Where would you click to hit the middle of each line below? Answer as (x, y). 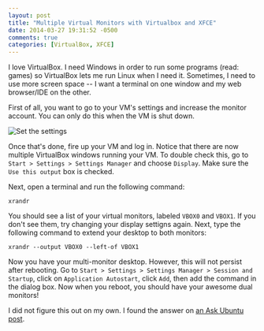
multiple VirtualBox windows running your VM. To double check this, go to (128, 155)
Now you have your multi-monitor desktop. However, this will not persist (125, 262)
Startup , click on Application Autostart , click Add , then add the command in (132, 279)
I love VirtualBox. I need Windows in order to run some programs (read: (124, 67)
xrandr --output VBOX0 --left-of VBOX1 (74, 247)
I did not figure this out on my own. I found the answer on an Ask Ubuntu (126, 311)
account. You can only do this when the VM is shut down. (101, 116)
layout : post (30, 15)
